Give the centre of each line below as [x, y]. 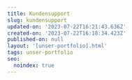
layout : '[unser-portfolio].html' [58, 46]
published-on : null [36, 40]
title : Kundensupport [39, 14]
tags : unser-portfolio [40, 53]
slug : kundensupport [37, 20]
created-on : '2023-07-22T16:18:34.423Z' [67, 33]
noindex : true [34, 65]
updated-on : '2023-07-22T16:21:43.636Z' [67, 26]
